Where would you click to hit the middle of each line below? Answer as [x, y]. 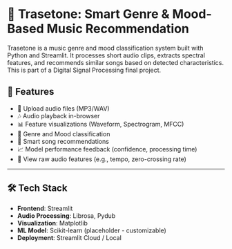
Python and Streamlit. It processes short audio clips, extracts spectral [106, 55]
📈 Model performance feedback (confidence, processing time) [107, 149]
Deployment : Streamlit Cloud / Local [69, 237]
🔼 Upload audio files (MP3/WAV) [63, 108]
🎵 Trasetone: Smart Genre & [88, 14]
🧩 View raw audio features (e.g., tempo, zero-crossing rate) [101, 159]
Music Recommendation [118, 29]
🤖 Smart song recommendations [63, 141]
